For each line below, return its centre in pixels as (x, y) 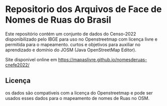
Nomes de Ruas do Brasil (58, 20)
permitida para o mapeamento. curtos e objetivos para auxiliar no (73, 44)
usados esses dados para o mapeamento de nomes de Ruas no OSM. (77, 98)
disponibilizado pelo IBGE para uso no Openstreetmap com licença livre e (81, 39)
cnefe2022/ (17, 65)
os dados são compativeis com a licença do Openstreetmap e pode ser (79, 93)
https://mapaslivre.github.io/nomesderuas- (103, 59)
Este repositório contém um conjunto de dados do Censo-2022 (71, 34)
